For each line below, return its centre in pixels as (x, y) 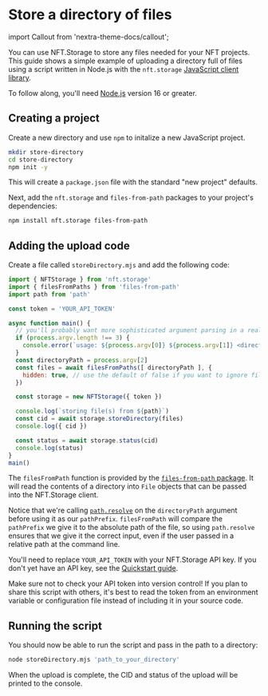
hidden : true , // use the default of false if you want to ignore (135, 375)
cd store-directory (41, 160)
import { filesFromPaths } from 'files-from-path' (94, 287)
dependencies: (33, 206)
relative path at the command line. (64, 544)
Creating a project (54, 119)
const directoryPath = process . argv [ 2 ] (82, 360)
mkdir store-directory (46, 152)
